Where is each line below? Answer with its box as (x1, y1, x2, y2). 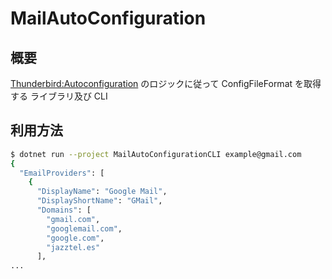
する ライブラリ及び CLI (10, 90, 108, 102)
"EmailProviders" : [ (19, 168, 105, 178)
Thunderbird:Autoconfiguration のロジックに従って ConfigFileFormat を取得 (10, 78, 322, 89)
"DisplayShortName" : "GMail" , (36, 196, 163, 206)
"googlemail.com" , (46, 223, 123, 234)
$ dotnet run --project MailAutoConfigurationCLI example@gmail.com (10, 149, 302, 159)
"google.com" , (46, 233, 105, 243)
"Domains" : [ (36, 205, 92, 216)
